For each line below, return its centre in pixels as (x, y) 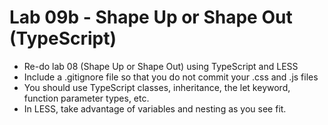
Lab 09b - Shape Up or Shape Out (151, 17)
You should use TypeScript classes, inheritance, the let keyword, (157, 87)
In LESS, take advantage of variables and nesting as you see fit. (155, 108)
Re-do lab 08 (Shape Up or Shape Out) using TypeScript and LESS (161, 66)
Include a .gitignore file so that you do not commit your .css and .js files (171, 77)
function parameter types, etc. (86, 98)
